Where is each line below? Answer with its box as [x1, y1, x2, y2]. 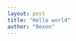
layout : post [7, 10, 46, 17]
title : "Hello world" [7, 17, 71, 24]
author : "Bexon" [7, 23, 55, 30]
